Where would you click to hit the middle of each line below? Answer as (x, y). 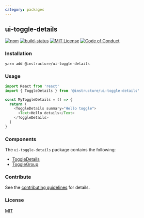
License (15, 200)
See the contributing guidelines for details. (48, 187)
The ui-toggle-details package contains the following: (60, 150)
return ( (18, 104)
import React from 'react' (32, 86)
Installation (19, 54)
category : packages (25, 9)
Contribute (18, 177)
